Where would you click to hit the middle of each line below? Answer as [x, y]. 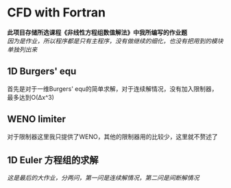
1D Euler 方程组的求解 [53, 160]
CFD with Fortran [57, 13]
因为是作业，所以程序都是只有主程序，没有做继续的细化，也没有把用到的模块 [115, 41]
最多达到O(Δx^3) [31, 97]
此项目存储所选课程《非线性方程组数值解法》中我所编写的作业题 [97, 32]
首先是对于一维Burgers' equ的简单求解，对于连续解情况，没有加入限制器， [112, 89]
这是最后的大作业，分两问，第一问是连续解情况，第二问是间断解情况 [103, 178]
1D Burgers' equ [42, 71]
